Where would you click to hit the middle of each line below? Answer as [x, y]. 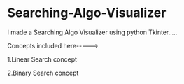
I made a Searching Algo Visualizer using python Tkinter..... [92, 32]
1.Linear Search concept [42, 59]
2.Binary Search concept [43, 73]
